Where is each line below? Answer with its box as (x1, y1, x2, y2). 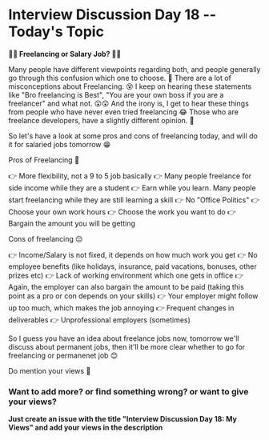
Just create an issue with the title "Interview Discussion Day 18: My (8, 414, 238, 424)
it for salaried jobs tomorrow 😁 (8, 139, 111, 149)
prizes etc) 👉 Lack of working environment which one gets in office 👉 (8, 270, 244, 280)
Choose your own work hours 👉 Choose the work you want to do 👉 (8, 206, 236, 217)
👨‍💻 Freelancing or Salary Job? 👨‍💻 (8, 49, 122, 58)
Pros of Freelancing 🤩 (8, 154, 80, 165)
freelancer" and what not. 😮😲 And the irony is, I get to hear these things (8, 98, 250, 108)
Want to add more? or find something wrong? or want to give (8, 386, 249, 397)
